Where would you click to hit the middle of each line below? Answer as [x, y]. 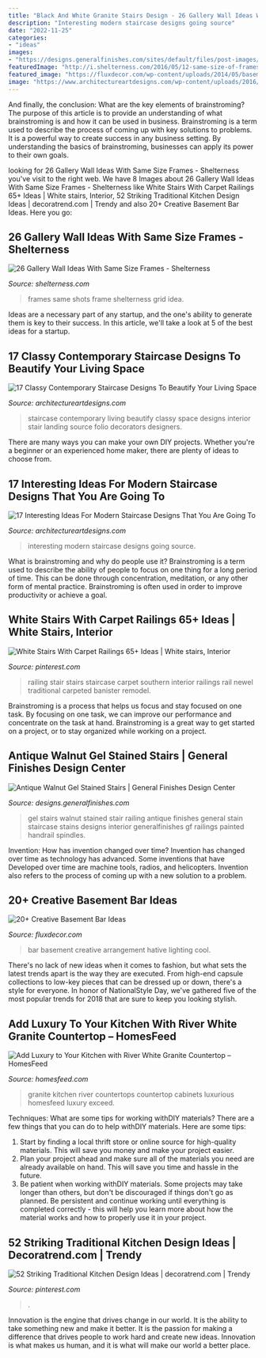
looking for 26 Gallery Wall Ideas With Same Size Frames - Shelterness [124, 170]
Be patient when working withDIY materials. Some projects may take [131, 1184]
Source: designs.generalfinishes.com [69, 803]
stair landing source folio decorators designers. [104, 427]
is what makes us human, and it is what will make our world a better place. [129, 1345]
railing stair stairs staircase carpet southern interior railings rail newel [140, 682]
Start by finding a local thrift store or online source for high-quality [128, 1142]
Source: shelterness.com [49, 284]
